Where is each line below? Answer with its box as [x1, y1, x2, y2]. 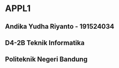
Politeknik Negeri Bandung [5, 55, 88, 64]
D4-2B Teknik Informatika [5, 38, 85, 47]
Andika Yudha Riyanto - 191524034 [5, 22, 115, 31]
